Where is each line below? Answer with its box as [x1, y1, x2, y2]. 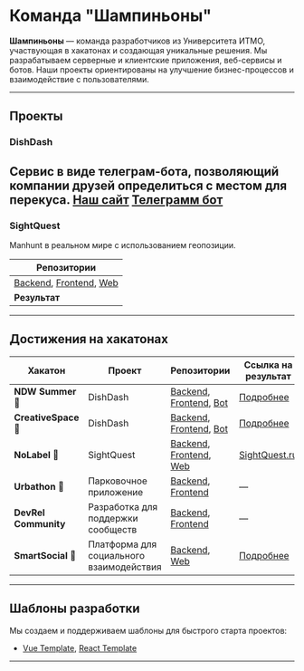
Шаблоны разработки [9, 601, 140, 617]
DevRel [14, 506, 45, 519]
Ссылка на [243, 359, 293, 371]
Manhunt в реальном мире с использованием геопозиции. [9, 239, 237, 250]
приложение [87, 485, 144, 498]
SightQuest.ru [239, 448, 299, 461]
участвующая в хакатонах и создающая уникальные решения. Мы [9, 44, 268, 55]
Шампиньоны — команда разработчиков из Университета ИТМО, [9, 35, 266, 46]
